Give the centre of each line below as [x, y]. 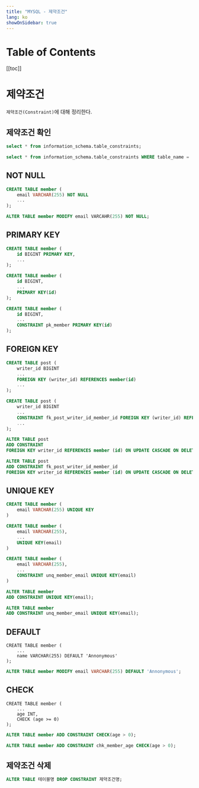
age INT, [28, 714]
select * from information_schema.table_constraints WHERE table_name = [98, 157]
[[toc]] [14, 68]
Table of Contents [51, 52]
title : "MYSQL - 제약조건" [37, 12]
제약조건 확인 [29, 132]
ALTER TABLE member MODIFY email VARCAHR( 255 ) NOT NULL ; [78, 217]
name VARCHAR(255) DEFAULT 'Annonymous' [67, 656]
